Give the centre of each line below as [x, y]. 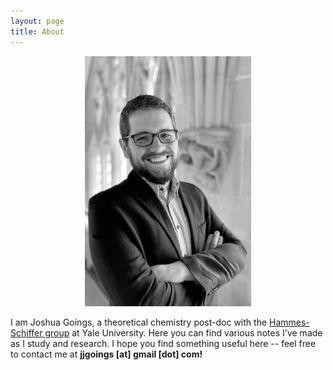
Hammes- [289, 322]
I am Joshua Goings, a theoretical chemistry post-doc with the [139, 322]
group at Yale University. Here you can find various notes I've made [183, 332]
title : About [37, 31]
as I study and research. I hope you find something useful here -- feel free [163, 343]
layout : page [37, 21]
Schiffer [26, 332]
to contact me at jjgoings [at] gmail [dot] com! [106, 354]
